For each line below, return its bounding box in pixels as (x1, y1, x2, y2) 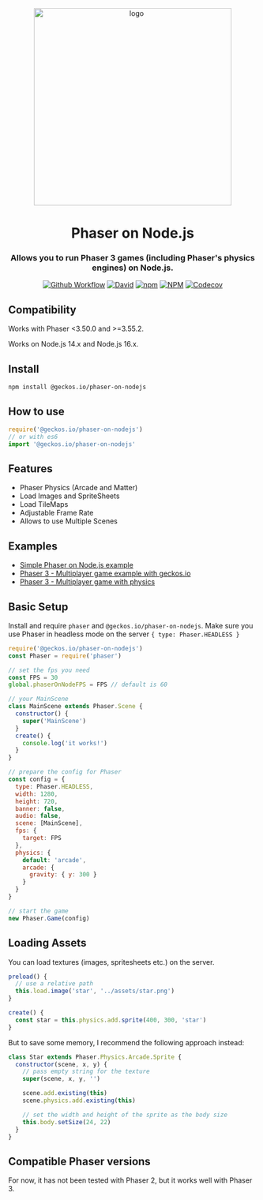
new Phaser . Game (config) (8, 914, 90, 922)
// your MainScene (8, 695, 69, 703)
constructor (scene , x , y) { (15, 1060, 108, 1068)
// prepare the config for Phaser (8, 768, 122, 776)
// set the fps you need (8, 666, 90, 674)
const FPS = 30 (8, 673, 58, 681)
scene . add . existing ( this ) (22, 1089, 108, 1097)
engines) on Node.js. (92, 262, 174, 273)
